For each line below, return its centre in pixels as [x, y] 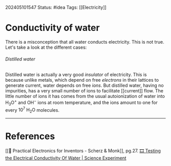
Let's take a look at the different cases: [46, 47]
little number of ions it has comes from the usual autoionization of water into [85, 96]
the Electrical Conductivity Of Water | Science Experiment [66, 158]
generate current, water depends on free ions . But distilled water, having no [84, 85]
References [30, 136]
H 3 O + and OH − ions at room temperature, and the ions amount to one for [81, 103]
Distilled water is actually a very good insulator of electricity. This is [76, 75]
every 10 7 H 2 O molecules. [32, 110]
